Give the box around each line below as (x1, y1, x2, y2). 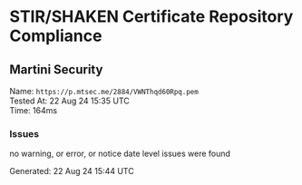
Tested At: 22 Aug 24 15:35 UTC (9, 95, 130, 106)
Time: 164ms (9, 105, 57, 115)
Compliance (9, 25, 102, 46)
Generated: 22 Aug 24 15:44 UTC (9, 166, 134, 177)
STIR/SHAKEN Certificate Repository (9, 6, 294, 27)
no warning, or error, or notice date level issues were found (9, 148, 231, 160)
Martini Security (9, 62, 103, 77)
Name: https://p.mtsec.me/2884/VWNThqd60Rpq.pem (9, 86, 200, 96)
